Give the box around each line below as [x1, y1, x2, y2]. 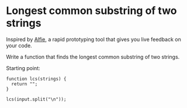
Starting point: [6, 64, 40, 71]
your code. [6, 42, 32, 49]
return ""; [11, 81, 38, 87]
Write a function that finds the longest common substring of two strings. [6, 53, 180, 60]
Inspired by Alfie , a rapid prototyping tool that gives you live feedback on [6, 36, 181, 43]
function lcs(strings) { [6, 76, 67, 82]
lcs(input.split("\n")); [6, 96, 67, 102]
